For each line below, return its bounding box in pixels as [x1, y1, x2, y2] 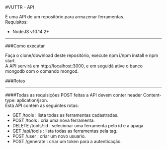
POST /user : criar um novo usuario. [12, 133, 86, 139]
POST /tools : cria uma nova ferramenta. [12, 117, 95, 123]
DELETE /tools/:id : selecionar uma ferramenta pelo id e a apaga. [12, 123, 145, 128]
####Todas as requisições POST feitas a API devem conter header [5, 92, 142, 98]
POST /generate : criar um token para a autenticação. [12, 139, 122, 144]
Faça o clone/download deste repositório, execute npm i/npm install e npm [5, 52, 158, 58]
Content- [143, 92, 162, 98]
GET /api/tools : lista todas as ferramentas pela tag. [12, 128, 118, 134]
